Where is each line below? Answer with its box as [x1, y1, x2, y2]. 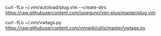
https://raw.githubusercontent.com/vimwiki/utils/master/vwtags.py [5, 25, 146, 31]
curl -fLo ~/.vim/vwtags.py [5, 20, 62, 25]
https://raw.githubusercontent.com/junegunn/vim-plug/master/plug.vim [5, 10, 156, 16]
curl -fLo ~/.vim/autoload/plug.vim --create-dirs [5, 5, 106, 10]
